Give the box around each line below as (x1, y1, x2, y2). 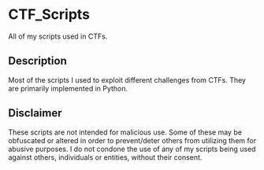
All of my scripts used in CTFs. (8, 31, 108, 41)
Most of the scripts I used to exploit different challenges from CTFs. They (8, 75, 247, 84)
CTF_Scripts (8, 6, 91, 24)
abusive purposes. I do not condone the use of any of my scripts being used (8, 144, 256, 153)
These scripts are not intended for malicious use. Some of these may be (8, 128, 243, 137)
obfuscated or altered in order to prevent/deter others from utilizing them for (8, 135, 257, 145)
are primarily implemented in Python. (8, 83, 128, 93)
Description (8, 54, 67, 68)
